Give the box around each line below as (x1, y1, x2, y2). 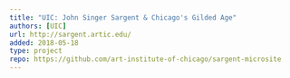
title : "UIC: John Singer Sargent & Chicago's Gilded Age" (9, 13, 237, 22)
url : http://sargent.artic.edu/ (9, 30, 131, 39)
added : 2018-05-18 (9, 38, 79, 48)
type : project (9, 47, 63, 56)
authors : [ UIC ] (9, 22, 67, 30)
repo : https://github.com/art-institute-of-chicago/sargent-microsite (9, 55, 282, 64)
